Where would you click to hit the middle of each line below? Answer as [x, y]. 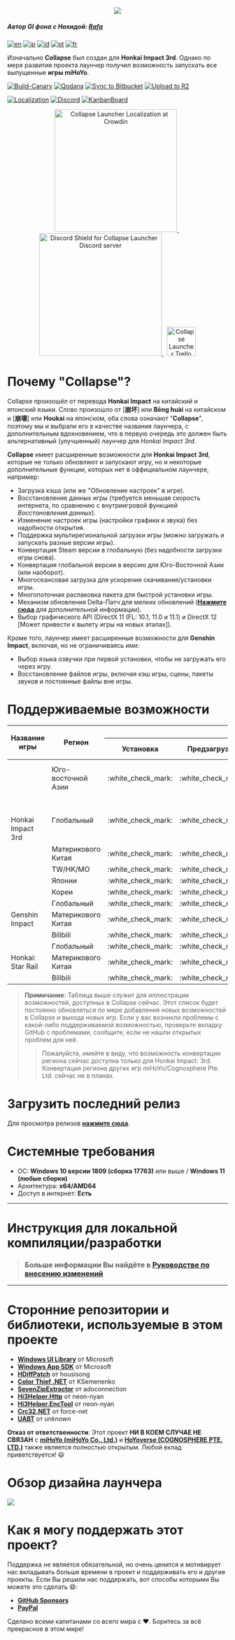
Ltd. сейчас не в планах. [78, 1076]
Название [28, 738]
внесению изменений [64, 1273]
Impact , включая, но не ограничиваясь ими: [73, 645]
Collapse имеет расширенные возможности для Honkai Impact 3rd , [109, 454]
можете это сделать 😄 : [43, 1587]
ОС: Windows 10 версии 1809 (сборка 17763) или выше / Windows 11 [121, 1171]
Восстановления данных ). [57, 513]
